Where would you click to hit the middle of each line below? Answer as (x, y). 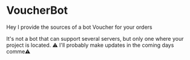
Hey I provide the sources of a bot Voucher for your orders (79, 27)
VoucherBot (37, 10)
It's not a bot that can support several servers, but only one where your (95, 38)
